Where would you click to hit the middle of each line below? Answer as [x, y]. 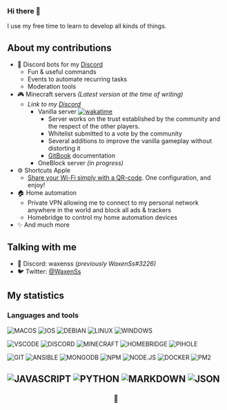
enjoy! [36, 185]
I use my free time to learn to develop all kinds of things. [87, 26]
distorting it [64, 149]
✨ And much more [43, 225]
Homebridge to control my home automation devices [102, 218]
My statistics [36, 296]
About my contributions [59, 48]
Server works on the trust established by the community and [134, 119]
